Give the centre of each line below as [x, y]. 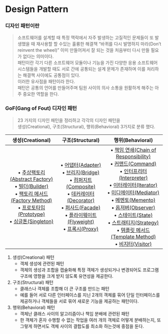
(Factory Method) [31, 200]
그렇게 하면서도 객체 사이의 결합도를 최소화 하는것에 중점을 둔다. [82, 326]
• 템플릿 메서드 [133, 230]
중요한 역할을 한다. [41, 94]
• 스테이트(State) [133, 215]
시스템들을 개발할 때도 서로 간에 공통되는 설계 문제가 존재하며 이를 [81, 69]
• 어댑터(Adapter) [81, 165]
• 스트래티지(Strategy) [133, 223]
